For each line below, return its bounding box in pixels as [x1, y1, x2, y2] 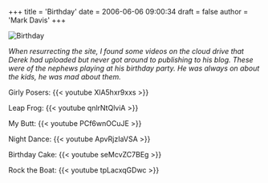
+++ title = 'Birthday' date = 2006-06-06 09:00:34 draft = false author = [8, 7, 249, 16]
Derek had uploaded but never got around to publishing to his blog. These [8, 55, 254, 64]
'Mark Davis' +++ [8, 15, 67, 25]
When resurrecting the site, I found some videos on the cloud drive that [8, 47, 245, 55]
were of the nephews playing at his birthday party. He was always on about [8, 63, 260, 73]
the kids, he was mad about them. [8, 72, 122, 81]
